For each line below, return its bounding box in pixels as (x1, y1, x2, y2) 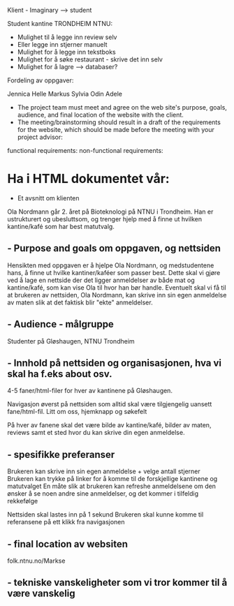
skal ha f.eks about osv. (7, 368, 113, 380)
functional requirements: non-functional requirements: (7, 147, 163, 154)
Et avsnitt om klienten (17, 193, 80, 202)
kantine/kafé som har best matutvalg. (7, 222, 115, 230)
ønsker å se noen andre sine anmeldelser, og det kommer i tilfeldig (7, 489, 199, 498)
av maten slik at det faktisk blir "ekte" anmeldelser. (7, 298, 153, 306)
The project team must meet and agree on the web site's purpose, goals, (17, 103, 227, 111)
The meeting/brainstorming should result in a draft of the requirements (17, 118, 221, 126)
